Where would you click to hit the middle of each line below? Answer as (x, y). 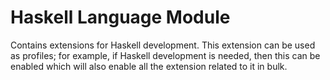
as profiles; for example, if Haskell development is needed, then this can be (165, 55)
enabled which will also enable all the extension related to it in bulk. (149, 66)
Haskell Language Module (120, 17)
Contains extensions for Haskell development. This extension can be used (163, 45)
